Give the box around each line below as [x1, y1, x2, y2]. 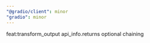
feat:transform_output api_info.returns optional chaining [6, 30, 144, 37]
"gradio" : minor [6, 14, 47, 20]
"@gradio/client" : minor [6, 8, 68, 15]
